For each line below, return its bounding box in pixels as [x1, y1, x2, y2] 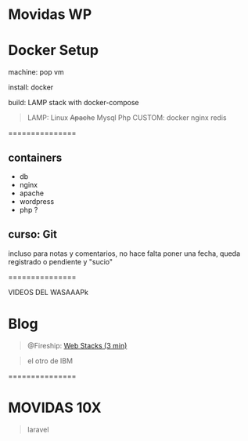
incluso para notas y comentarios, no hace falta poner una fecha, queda [8, 249, 241, 258]
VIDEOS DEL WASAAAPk [8, 287, 88, 297]
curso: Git [8, 228, 57, 241]
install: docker [8, 82, 54, 92]
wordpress [19, 196, 55, 206]
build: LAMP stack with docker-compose [8, 98, 139, 108]
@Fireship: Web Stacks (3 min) [27, 341, 128, 350]
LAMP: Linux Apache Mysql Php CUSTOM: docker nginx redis [27, 113, 227, 122]
